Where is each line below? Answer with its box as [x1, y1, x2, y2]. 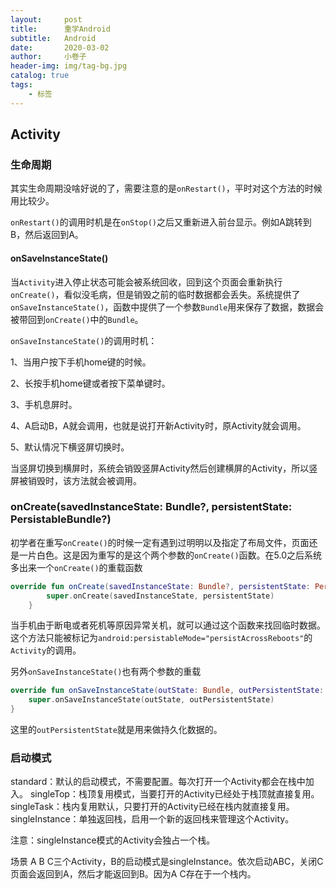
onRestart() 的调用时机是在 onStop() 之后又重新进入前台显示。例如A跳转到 [10, 216, 312, 228]
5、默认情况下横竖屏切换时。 [10, 441, 130, 453]
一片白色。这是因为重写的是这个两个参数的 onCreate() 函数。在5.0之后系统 [18, 549, 323, 561]
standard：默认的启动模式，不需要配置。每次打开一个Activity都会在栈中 [10, 776, 306, 788]
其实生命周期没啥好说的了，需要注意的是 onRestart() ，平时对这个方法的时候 [10, 182, 323, 195]
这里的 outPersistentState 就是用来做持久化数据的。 [10, 724, 223, 736]
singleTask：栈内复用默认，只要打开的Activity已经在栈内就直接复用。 [10, 801, 295, 813]
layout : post [10, 14, 83, 25]
